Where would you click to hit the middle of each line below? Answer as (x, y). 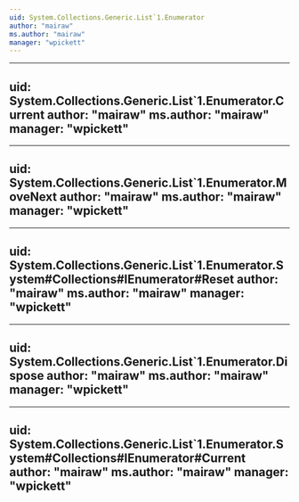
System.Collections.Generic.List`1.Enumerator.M (148, 183)
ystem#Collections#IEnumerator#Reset (122, 280)
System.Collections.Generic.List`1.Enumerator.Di (149, 362)
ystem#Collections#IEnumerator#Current (128, 458)
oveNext (33, 197)
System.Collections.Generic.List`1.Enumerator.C (147, 100)
